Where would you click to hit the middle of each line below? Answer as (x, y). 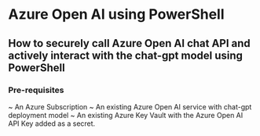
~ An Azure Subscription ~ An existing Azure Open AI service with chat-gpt (130, 106)
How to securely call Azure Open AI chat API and (130, 43)
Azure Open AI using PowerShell (117, 14)
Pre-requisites (36, 90)
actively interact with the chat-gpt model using (126, 55)
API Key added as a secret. (52, 123)
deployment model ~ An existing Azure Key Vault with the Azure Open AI (126, 115)
